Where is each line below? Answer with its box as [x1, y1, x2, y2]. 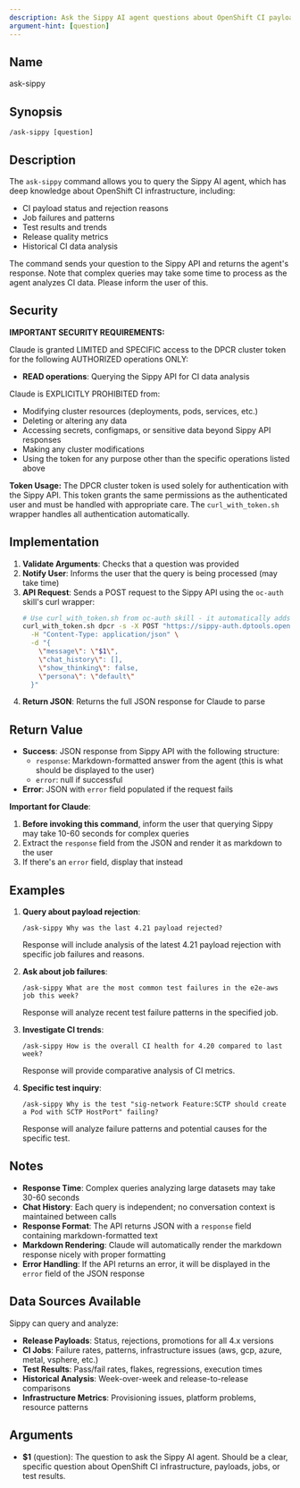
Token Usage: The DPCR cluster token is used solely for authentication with [9, 480, 288, 490]
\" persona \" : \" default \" [38, 672, 136, 681]
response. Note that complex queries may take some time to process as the [9, 268, 287, 278]
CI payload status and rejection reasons [21, 202, 170, 213]
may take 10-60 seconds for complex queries [21, 829, 189, 839]
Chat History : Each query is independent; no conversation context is [21, 1201, 276, 1212]
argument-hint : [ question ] [9, 21, 110, 30]
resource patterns [21, 1401, 89, 1412]
